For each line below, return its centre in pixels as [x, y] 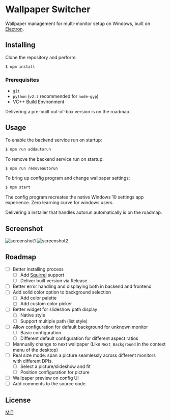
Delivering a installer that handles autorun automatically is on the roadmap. [84, 212]
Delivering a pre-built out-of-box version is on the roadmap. [68, 111]
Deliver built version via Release [54, 281]
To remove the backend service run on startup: [55, 159]
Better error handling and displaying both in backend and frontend [82, 286]
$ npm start [18, 187]
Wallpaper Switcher [48, 9]
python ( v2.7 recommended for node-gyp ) [55, 96]
